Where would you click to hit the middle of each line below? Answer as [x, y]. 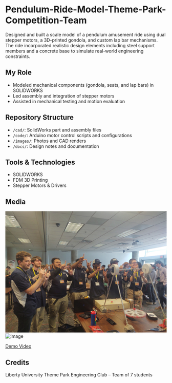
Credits [17, 362]
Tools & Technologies [40, 162]
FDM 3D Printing [30, 180]
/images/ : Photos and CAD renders [49, 141]
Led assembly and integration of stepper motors [63, 95]
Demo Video [18, 346]
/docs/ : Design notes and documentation [56, 146]
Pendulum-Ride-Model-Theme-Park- [86, 9]
